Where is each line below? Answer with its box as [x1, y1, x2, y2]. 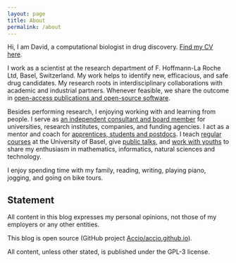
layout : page [7, 10, 46, 18]
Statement [7, 194, 55, 206]
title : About [7, 17, 46, 24]
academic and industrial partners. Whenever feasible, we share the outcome [7, 86, 230, 95]
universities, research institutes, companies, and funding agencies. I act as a [7, 123, 230, 131]
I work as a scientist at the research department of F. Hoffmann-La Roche [7, 64, 221, 73]
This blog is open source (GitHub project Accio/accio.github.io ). [7, 234, 192, 243]
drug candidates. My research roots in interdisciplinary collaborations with [7, 79, 223, 87]
